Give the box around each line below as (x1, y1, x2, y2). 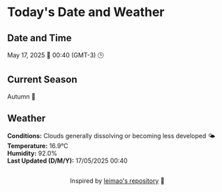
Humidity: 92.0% (7, 149, 58, 157)
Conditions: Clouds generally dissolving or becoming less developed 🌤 (7, 131, 216, 140)
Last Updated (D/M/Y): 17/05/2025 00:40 (7, 156, 128, 165)
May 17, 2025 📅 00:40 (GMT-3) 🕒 (7, 51, 105, 59)
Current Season (7, 74, 77, 86)
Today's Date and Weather (7, 4, 165, 20)
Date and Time (7, 32, 72, 44)
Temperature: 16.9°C (7, 141, 68, 150)
